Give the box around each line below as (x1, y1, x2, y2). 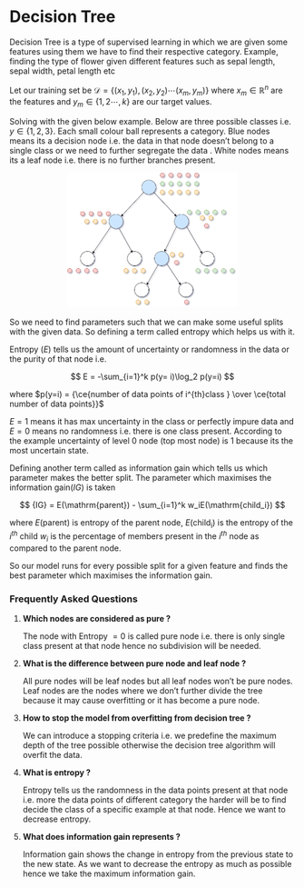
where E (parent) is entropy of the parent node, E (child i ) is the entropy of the (9, 517, 293, 531)
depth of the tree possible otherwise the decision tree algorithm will (22, 739, 276, 751)
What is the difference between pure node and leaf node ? (22, 657, 247, 669)
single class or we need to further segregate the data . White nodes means (9, 145, 289, 156)
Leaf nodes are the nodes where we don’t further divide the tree (22, 684, 263, 696)
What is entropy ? (22, 766, 91, 778)
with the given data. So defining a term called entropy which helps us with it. (9, 326, 295, 337)
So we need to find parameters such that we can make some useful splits (9, 316, 284, 328)
